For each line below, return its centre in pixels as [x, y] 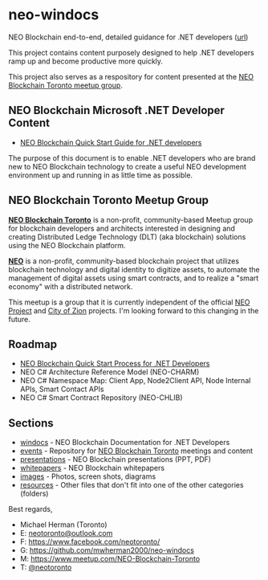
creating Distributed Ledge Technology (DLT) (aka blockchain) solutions [127, 237]
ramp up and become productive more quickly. [85, 61]
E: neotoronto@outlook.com [66, 533]
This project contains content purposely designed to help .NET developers [131, 52]
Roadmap [33, 344]
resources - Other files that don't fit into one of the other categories [132, 485]
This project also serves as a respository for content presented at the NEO [131, 76]
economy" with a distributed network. [71, 286]
